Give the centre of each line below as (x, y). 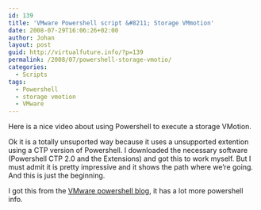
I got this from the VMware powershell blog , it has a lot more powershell (126, 191)
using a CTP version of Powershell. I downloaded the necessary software (128, 151)
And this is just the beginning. (57, 176)
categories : (28, 67)
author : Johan (32, 38)
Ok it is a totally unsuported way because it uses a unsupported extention (129, 142)
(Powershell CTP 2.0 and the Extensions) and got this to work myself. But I (130, 158)
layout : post (30, 45)
